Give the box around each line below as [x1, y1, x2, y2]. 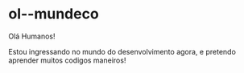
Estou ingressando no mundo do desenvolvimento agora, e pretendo [8, 47, 236, 56]
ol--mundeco [8, 5, 99, 23]
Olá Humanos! [8, 31, 56, 41]
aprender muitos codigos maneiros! [8, 55, 126, 65]
